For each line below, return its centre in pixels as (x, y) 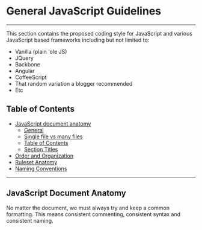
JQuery (24, 58)
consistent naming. (30, 220)
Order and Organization (44, 156)
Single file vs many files (53, 136)
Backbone (27, 64)
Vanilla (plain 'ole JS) (41, 51)
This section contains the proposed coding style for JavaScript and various (99, 33)
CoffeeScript (31, 77)
